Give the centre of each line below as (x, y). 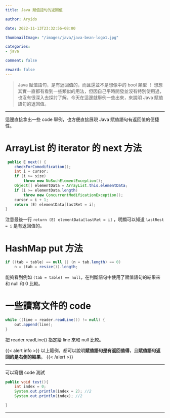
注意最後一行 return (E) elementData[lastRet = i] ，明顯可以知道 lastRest (85, 219)
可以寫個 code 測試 (25, 372)
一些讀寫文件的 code (48, 306)
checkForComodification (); (43, 167)
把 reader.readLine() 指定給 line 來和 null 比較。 (54, 340)
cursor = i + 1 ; (32, 200)
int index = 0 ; (30, 387)
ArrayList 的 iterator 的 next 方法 (74, 148)
